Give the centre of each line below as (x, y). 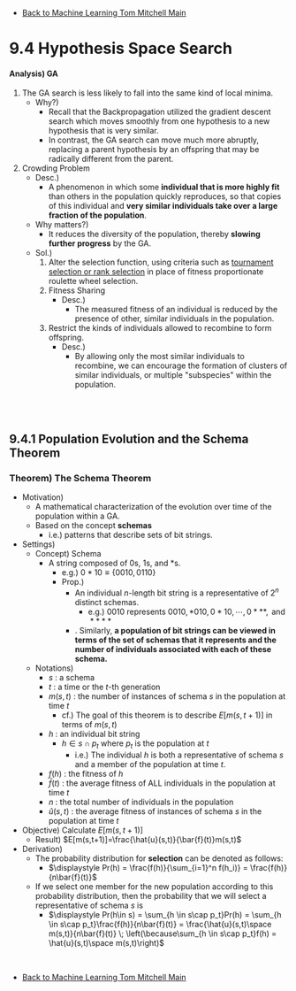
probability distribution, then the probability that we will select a (151, 895)
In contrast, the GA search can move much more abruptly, (153, 140)
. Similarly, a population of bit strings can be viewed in (175, 630)
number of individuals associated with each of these (173, 649)
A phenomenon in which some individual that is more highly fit (164, 187)
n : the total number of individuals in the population (141, 802)
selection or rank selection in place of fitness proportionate (156, 272)
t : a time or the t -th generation (104, 687)
